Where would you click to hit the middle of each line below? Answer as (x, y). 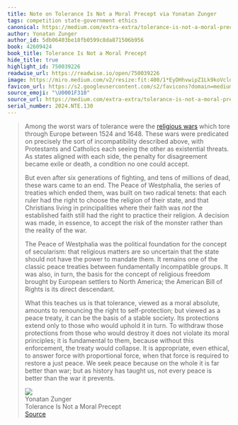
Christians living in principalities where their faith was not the (114, 208)
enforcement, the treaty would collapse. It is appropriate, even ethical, (127, 348)
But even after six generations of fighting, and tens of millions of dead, (127, 177)
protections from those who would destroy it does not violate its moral (127, 333)
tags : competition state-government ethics (73, 21)
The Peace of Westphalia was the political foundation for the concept (126, 244)
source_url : (25, 100)
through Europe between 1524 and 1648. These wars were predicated (126, 134)
